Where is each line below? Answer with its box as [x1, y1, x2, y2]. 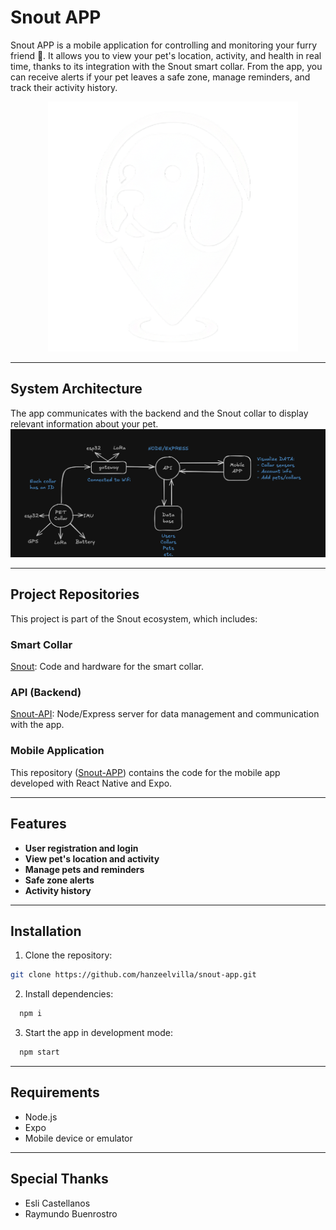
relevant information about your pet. [10, 417, 159, 430]
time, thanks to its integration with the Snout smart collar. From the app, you [10, 60, 323, 72]
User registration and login [24, 842, 139, 854]
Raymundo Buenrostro [24, 1207, 118, 1220]
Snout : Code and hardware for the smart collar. [10, 661, 204, 673]
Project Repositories [10, 586, 140, 603]
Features [10, 816, 67, 833]
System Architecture [10, 381, 143, 398]
